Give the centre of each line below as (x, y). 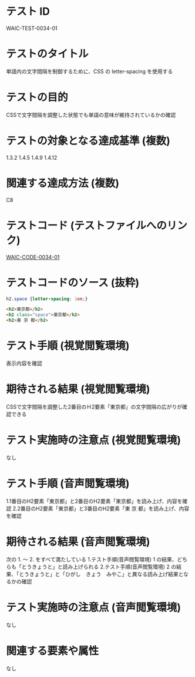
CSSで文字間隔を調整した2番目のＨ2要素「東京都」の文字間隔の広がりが (94, 406)
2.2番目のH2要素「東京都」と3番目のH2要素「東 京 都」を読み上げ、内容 (101, 508)
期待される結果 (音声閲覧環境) (78, 542)
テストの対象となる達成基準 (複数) (88, 141)
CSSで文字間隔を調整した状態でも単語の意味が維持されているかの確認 (91, 114)
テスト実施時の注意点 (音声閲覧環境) (93, 607)
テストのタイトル (48, 54)
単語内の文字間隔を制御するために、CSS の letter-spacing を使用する (90, 71)
